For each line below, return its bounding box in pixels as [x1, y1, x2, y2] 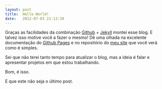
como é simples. [5, 45, 38, 51]
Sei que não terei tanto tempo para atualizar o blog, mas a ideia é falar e [5, 54, 150, 60]
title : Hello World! [5, 12, 49, 17]
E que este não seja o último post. [5, 78, 73, 84]
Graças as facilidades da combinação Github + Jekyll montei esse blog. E [5, 30, 153, 36]
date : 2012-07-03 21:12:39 [5, 16, 64, 21]
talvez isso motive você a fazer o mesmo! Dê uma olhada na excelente [5, 35, 147, 40]
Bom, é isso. [5, 69, 30, 75]
